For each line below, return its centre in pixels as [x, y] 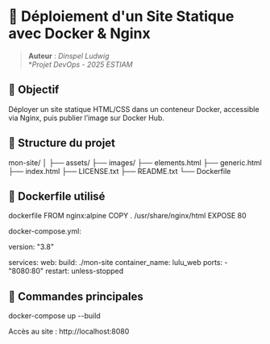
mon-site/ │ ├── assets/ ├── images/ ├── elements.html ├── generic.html [135, 162]
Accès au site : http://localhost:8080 [69, 332]
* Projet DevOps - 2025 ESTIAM [80, 64]
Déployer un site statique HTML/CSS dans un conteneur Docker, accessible [134, 109]
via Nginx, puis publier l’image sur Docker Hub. [87, 118]
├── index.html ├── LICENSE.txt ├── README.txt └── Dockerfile [120, 171]
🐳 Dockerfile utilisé [57, 196]
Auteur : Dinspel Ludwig [69, 56]
